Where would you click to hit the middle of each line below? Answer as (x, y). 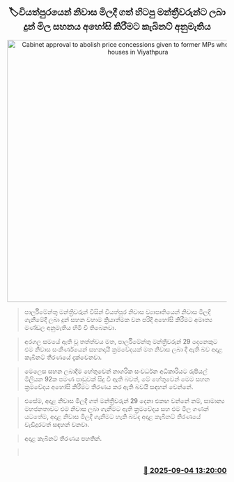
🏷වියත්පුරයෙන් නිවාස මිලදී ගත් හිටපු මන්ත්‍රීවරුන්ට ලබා (117, 12)
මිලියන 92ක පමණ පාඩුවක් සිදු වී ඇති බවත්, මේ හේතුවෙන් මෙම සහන (117, 379)
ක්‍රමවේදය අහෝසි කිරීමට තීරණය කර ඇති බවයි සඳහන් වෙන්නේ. (109, 386)
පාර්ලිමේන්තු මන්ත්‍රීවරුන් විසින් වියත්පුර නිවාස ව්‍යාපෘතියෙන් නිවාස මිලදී (117, 312)
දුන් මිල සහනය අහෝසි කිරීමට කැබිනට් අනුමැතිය (117, 27)
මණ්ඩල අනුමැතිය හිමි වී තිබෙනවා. (70, 327)
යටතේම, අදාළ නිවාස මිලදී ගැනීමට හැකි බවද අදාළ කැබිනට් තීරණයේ (112, 416)
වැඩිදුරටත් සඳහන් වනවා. (56, 424)
